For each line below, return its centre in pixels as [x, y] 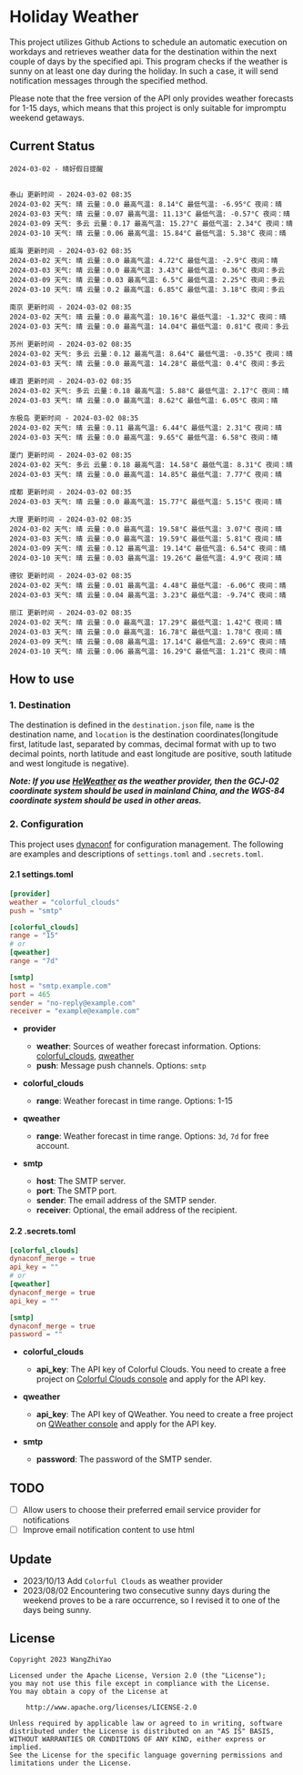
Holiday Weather [74, 17]
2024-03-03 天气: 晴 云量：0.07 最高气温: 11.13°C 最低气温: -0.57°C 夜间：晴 [150, 214]
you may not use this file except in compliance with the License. [140, 1683]
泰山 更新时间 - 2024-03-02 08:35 [71, 194]
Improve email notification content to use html [109, 1530]
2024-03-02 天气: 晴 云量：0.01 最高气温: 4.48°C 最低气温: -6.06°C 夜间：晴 [148, 585]
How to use [42, 680]
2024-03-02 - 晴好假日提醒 [56, 169]
